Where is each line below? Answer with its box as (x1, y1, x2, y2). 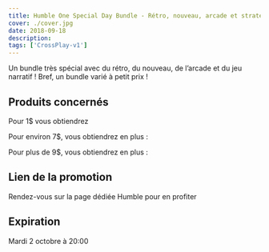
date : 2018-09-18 (8, 26, 66, 34)
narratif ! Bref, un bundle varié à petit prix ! (8, 72, 148, 82)
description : (8, 34, 52, 42)
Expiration (8, 215, 61, 229)
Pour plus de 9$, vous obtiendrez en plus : (8, 147, 148, 157)
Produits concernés (8, 95, 110, 109)
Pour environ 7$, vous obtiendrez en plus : (8, 131, 148, 141)
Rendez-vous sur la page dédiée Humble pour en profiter (8, 191, 198, 201)
